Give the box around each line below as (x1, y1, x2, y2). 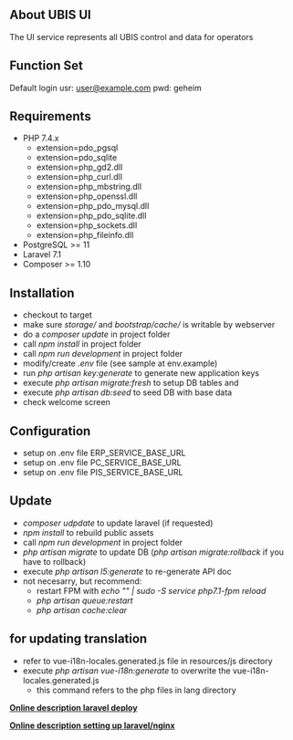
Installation (9, 285, 75, 300)
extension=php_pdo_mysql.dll (36, 201, 150, 212)
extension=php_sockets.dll (36, 220, 138, 231)
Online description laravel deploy (9, 702, 139, 713)
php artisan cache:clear (36, 604, 128, 615)
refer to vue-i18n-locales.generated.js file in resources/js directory (22, 655, 273, 666)
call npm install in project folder (22, 339, 141, 349)
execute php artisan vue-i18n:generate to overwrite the (22, 665, 231, 676)
